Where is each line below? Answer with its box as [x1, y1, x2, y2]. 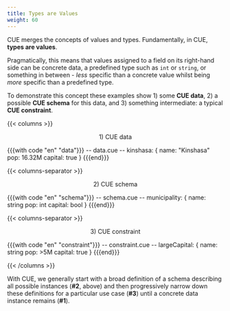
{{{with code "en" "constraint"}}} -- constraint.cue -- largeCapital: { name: [7, 240, 218, 248]
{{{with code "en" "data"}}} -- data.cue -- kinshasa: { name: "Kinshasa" [7, 146, 211, 154]
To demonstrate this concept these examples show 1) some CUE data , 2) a [7, 91, 218, 100]
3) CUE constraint [90, 227, 141, 235]
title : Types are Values [7, 10, 78, 17]
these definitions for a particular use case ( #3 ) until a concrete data [7, 289, 198, 297]
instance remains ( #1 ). [7, 297, 70, 305]
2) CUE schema [93, 180, 138, 188]
